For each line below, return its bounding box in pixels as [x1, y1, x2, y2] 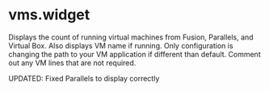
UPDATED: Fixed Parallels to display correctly [8, 73, 160, 83]
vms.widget [8, 6, 90, 24]
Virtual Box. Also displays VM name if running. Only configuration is [8, 40, 233, 50]
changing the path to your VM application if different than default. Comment [8, 49, 261, 59]
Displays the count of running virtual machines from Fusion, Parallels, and [8, 32, 254, 42]
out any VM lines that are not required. [8, 58, 137, 68]
